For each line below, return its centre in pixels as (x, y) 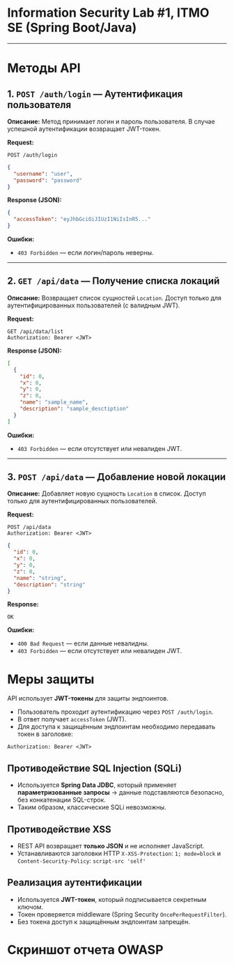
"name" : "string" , (40, 578)
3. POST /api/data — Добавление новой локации (117, 477)
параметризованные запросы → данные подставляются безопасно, (120, 793)
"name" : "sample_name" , (54, 402)
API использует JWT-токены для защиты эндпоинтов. (88, 698)
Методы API (44, 68)
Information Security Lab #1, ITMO (108, 13)
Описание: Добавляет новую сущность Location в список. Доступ (107, 494)
